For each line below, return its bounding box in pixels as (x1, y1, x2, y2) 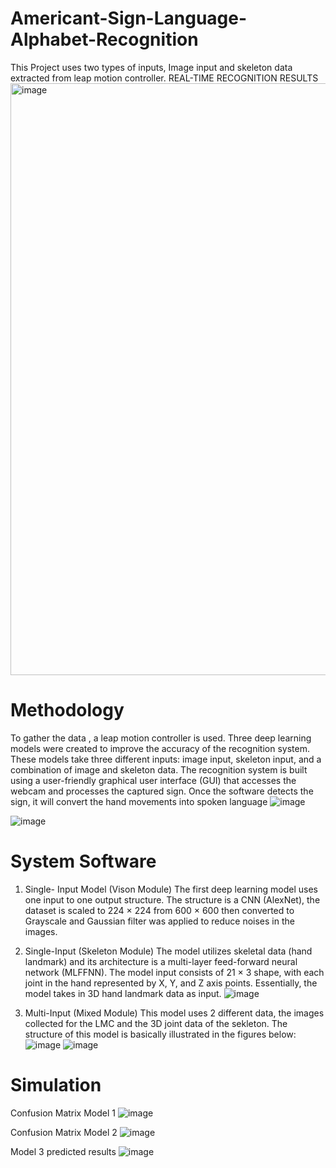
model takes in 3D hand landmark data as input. (24, 987, 222, 999)
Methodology (10, 699, 125, 722)
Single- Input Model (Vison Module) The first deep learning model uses (24, 883, 318, 895)
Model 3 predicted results (10, 1145, 117, 1157)
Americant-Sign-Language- (10, 7, 248, 30)
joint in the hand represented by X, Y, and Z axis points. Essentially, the (24, 977, 318, 989)
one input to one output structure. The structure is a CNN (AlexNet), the (24, 893, 321, 906)
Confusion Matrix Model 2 (10, 1126, 118, 1138)
